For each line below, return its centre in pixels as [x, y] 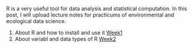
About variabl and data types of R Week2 [65, 39]
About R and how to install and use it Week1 [68, 33]
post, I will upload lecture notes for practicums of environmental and [90, 15]
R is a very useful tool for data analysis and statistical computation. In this [96, 9]
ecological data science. [36, 21]
